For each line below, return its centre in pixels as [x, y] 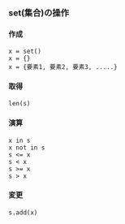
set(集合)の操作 [39, 12]
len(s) [19, 104]
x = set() [25, 52]
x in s [19, 140]
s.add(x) [23, 213]
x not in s [27, 148]
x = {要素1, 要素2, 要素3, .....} [63, 67]
